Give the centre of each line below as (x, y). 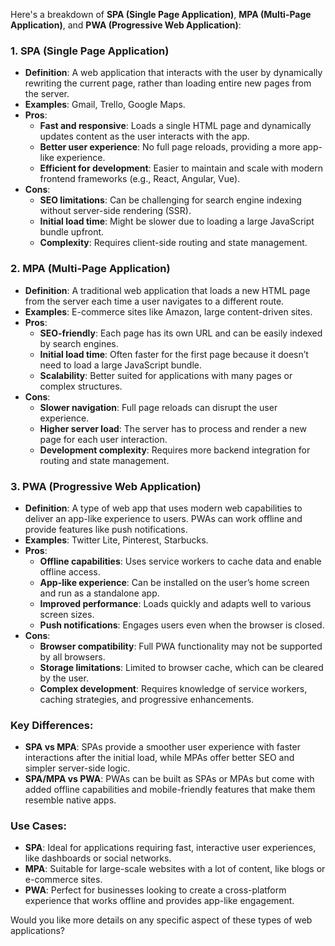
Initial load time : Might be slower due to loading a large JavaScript (177, 221)
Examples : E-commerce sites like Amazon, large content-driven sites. (168, 311)
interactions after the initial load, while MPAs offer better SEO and (159, 758)
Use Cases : (38, 826)
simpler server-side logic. (77, 768)
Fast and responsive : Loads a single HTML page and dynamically (175, 126)
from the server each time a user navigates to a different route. (154, 301)
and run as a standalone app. (99, 593)
